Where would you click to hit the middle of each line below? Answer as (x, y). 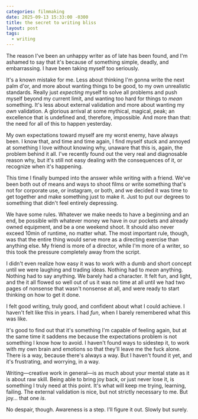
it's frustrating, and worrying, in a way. (53, 361)
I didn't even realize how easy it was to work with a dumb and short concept (99, 263)
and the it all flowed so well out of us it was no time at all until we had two (95, 282)
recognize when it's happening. (45, 166)
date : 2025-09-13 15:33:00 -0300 (47, 17)
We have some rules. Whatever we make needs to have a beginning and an (98, 214)
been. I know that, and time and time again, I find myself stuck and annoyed (98, 141)
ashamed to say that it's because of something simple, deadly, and (87, 62)
